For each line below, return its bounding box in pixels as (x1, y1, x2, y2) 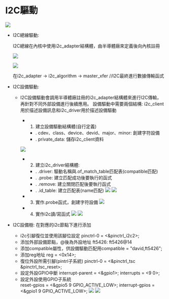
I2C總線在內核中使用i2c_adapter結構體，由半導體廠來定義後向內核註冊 (12, 43, 160, 49)
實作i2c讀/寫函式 (35, 211, 71, 217)
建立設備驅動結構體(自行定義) (35, 123, 97, 129)
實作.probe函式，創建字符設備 (35, 199, 98, 205)
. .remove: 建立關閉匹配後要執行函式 (35, 181, 111, 187)
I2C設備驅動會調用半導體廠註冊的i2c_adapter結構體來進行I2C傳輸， (20, 94, 161, 100)
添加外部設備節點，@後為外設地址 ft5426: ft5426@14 (20, 239, 132, 245)
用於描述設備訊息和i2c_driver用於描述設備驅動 (20, 107, 117, 113)
